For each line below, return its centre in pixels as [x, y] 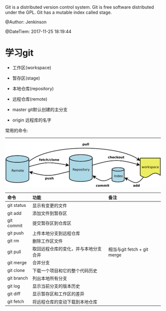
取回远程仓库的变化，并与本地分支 [67, 249]
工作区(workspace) [32, 67]
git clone [16, 271]
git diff [14, 294]
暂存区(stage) [26, 78]
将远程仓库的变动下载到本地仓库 [65, 302]
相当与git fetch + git [128, 249]
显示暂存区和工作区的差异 [59, 294]
